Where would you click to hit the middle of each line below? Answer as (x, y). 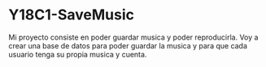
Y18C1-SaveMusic (71, 15)
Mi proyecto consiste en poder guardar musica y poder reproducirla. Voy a (133, 37)
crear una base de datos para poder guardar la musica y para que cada (128, 45)
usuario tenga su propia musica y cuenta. (78, 54)
